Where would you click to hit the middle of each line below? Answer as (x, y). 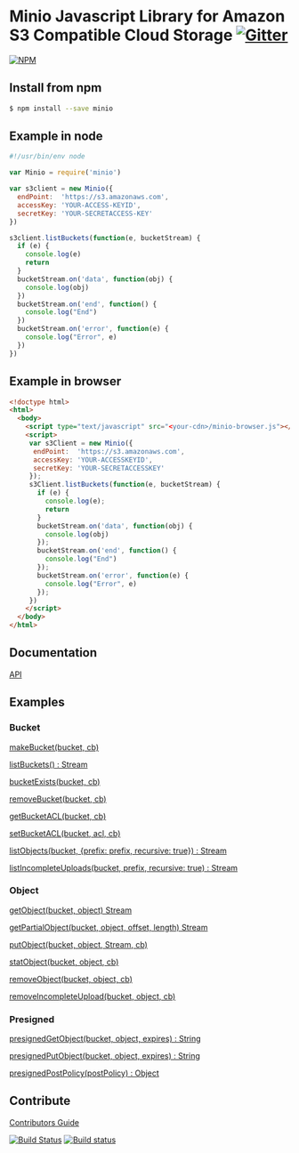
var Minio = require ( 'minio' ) (65, 173)
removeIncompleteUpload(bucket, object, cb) (93, 996)
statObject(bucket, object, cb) (64, 962)
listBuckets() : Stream (48, 764)
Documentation (53, 653)
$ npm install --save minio (61, 109)
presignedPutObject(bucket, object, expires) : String (105, 1056)
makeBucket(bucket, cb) (54, 747)
